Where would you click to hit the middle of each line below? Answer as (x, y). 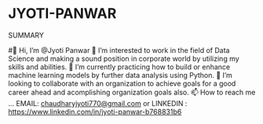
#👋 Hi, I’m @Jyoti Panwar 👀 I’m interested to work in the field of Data (119, 50)
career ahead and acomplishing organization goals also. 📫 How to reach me (132, 92)
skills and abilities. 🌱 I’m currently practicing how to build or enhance (119, 66)
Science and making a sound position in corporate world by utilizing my (124, 58)
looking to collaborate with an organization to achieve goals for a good (122, 83)
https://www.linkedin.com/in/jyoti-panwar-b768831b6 (95, 112)
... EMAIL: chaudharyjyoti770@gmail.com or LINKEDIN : (98, 103)
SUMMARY (26, 35)
